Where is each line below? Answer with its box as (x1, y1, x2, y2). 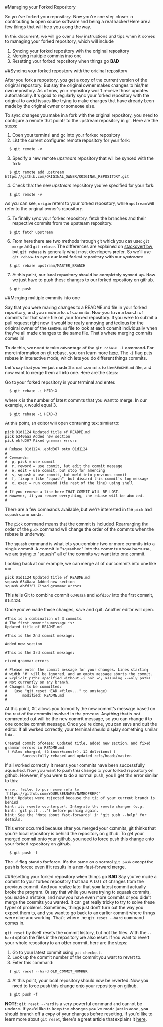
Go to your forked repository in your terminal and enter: (5, 379, 116, 385)
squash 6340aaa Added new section (5, 579, 75, 584)
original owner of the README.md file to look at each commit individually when (5, 325, 158, 330)
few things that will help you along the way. (5, 24, 91, 30)
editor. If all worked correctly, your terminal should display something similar (5, 726, 158, 732)
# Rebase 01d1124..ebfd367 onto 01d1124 (5, 447, 88, 452)
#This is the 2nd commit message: (5, 633, 75, 638)
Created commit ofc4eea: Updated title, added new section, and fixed (5, 741, 151, 746)
